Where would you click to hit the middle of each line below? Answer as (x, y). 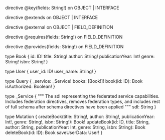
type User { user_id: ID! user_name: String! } (51, 71)
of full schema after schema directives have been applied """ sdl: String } (81, 107)
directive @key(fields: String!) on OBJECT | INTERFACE (62, 8)
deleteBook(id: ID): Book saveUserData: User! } (54, 132)
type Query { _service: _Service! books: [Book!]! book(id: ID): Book (74, 81)
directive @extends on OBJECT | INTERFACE (52, 17)
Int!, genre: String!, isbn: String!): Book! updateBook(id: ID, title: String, (77, 122)
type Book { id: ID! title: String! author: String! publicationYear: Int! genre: (80, 56)
